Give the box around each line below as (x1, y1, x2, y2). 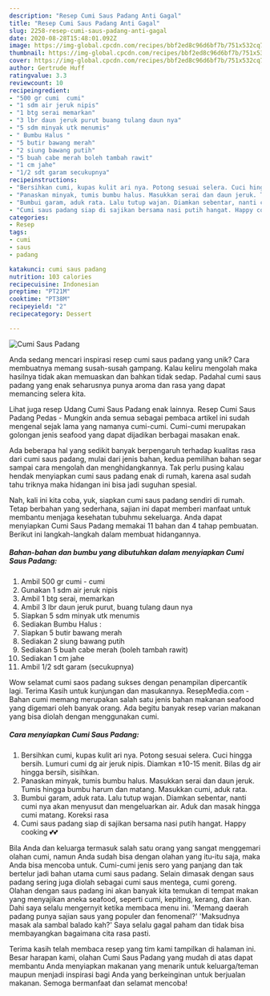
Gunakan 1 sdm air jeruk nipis (20, 585, 119, 594)
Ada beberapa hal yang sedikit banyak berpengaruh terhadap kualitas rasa (9, 445, 256, 455)
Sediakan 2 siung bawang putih (20, 636, 125, 646)
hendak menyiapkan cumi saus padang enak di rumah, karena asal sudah (9, 471, 252, 480)
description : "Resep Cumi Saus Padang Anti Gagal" (9, 11, 182, 20)
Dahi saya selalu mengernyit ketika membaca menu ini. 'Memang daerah (9, 903, 249, 912)
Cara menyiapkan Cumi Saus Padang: (9, 730, 139, 740)
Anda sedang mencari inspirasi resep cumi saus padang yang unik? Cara (9, 354, 250, 364)
